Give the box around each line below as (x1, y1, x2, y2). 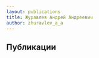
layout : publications (6, 8, 61, 15)
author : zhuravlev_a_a (6, 20, 63, 26)
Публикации (6, 42, 56, 52)
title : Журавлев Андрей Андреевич (6, 14, 94, 20)
